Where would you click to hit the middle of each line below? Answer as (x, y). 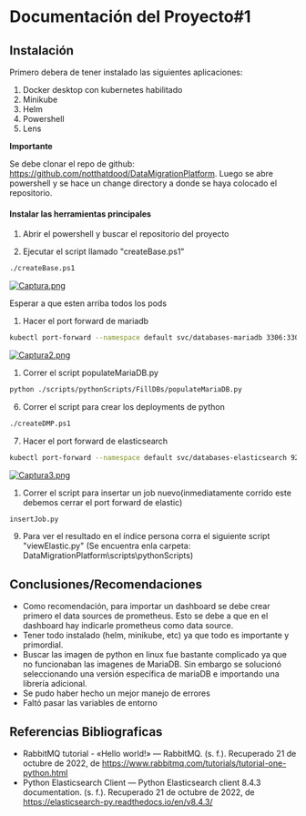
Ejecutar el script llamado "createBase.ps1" (103, 251)
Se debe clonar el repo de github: (72, 164)
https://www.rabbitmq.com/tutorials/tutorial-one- (194, 763)
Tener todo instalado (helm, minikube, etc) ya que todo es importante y (156, 636)
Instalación (42, 51)
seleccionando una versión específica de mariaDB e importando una (151, 674)
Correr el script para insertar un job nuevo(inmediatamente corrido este (157, 493)
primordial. (43, 645)
